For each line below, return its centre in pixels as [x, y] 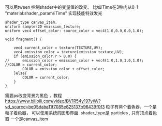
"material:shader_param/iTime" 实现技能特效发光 [54, 13]
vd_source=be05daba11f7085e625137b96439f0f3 [55, 107]
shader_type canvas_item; [31, 22]
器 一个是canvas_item [27, 119]
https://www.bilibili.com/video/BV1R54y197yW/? [53, 101]
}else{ [20, 73]
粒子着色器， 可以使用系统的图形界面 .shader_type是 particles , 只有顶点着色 [81, 113]
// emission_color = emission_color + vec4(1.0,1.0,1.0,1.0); [74, 61]
